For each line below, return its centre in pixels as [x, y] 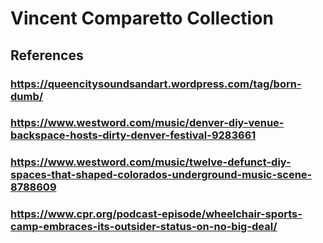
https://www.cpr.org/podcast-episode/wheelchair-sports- [156, 214]
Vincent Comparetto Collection [142, 18]
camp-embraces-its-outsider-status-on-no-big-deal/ [144, 227]
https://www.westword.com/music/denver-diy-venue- [147, 123]
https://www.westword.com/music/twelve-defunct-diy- [151, 162]
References [47, 55]
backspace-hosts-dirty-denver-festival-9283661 [133, 135]
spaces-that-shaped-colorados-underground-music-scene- [161, 175]
